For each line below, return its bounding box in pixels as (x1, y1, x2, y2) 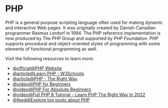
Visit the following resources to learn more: (5, 55, 94, 61)
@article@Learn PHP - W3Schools (12, 70, 84, 76)
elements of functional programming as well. (5, 46, 98, 52)
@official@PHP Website (12, 65, 62, 71)
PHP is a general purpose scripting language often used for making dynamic (5, 19, 163, 25)
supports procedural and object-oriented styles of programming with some (5, 40, 160, 46)
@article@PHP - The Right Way (12, 76, 78, 82)
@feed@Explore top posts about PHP (12, 97, 90, 103)
